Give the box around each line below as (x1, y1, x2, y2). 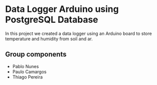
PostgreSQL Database (5, 14, 99, 25)
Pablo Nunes (12, 63, 39, 69)
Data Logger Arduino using (5, 3, 119, 15)
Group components (5, 50, 67, 59)
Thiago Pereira (12, 74, 43, 80)
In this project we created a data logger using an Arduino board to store (5, 30, 152, 36)
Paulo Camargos (12, 69, 47, 75)
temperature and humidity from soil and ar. (5, 36, 93, 42)
